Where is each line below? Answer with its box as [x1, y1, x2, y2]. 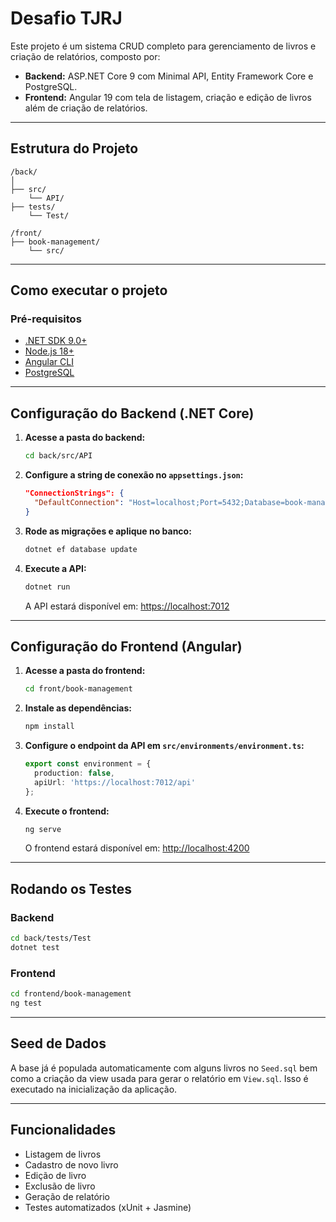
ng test [10, 998, 43, 1009]
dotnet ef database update [24, 544, 138, 554]
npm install [24, 722, 75, 732]
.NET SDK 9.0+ [24, 335, 88, 347]
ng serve [24, 824, 62, 834]
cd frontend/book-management [10, 989, 132, 999]
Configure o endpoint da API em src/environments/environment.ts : [24, 740, 305, 752]
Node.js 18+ [24, 345, 75, 357]
